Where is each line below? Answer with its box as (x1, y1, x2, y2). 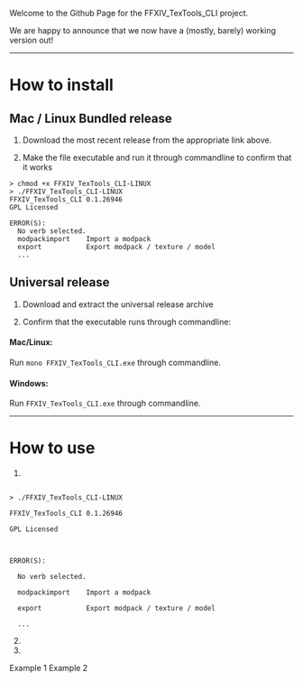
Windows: (9, 378, 49, 388)
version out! (9, 35, 54, 45)
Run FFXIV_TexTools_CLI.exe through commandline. (9, 397, 201, 409)
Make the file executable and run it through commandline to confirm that (22, 153, 292, 163)
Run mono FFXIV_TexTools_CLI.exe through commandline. (9, 357, 221, 369)
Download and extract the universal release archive (22, 298, 214, 310)
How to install (9, 75, 115, 96)
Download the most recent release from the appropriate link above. (22, 135, 272, 145)
